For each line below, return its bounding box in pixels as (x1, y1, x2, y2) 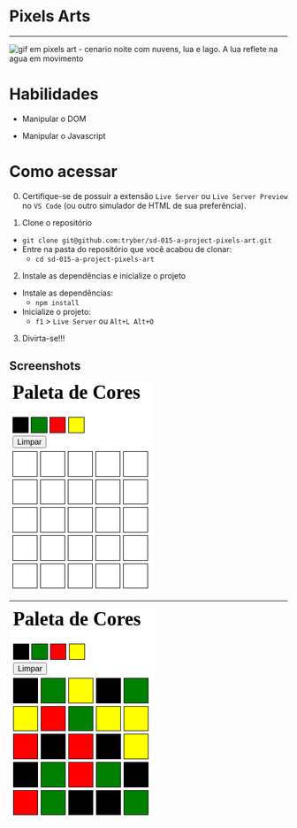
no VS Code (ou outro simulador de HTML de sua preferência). (21, 200, 247, 211)
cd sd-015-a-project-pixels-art (34, 255, 155, 264)
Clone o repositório (21, 217, 93, 227)
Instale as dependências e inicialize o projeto (21, 270, 187, 280)
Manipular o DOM (21, 113, 87, 124)
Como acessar (9, 162, 118, 182)
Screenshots (9, 358, 81, 373)
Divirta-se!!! (21, 333, 65, 343)
